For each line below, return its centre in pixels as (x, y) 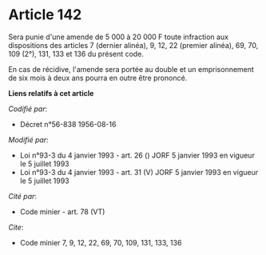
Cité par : (23, 196)
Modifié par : (29, 139)
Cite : (16, 227)
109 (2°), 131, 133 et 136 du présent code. (76, 54)
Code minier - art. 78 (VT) (62, 211)
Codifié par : (28, 109)
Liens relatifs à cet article (51, 93)
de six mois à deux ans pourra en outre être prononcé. (98, 78)
